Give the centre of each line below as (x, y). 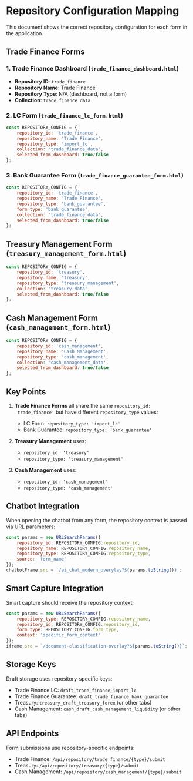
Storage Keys (31, 664)
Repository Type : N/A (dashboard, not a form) (71, 94)
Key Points (26, 392)
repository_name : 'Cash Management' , (63, 351)
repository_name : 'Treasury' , (54, 277)
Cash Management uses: (45, 470)
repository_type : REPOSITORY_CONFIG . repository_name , (84, 619)
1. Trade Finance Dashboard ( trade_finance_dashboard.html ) (92, 69)
